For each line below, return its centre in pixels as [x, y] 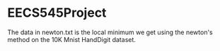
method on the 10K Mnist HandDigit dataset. [72, 39]
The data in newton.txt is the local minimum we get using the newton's [110, 32]
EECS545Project [57, 13]
